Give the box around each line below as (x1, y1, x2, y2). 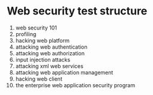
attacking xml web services (15, 62, 83, 70)
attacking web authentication (15, 43, 88, 51)
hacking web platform (15, 37, 70, 44)
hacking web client (15, 75, 62, 82)
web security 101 (15, 24, 58, 31)
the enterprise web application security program (15, 81, 136, 88)
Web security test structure (7, 4, 148, 18)
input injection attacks (15, 56, 71, 63)
